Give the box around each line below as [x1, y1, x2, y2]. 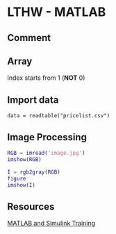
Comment [7, 32, 51, 44]
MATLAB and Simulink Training [7, 219, 96, 228]
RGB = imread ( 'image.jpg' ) [7, 150, 85, 157]
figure [7, 175, 26, 182]
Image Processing [7, 131, 87, 143]
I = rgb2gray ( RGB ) [7, 168, 60, 176]
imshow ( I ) [7, 181, 36, 188]
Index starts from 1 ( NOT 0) [7, 74, 85, 82]
